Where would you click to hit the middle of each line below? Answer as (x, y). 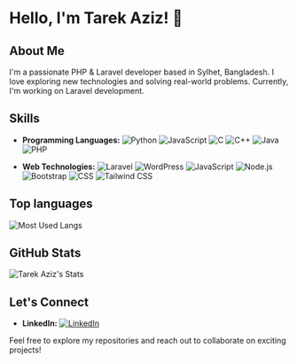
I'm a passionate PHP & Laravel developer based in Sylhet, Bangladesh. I (142, 72)
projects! (25, 350)
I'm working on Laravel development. (77, 91)
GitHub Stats (45, 253)
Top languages (51, 204)
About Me (37, 51)
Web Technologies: (59, 167)
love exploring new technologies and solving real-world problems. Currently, (149, 81)
